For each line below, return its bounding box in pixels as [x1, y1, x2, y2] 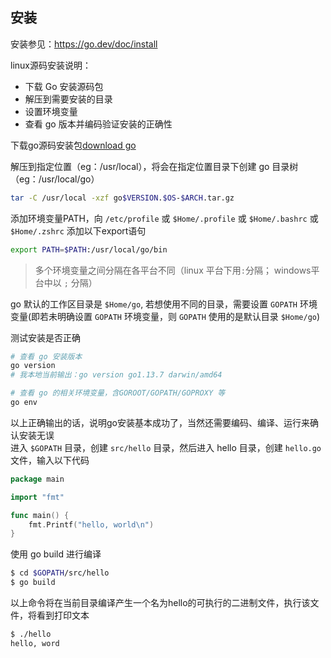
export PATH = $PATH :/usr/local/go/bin [10, 244, 168, 255]
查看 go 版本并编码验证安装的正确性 [24, 118, 173, 130]
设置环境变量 [24, 105, 78, 117]
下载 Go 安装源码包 [24, 80, 104, 92]
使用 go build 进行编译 [10, 548, 102, 560]
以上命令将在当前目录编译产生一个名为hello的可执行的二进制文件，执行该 [10, 597, 311, 609]
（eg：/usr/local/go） [10, 173, 100, 185]
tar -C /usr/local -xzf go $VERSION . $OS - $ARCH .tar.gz [10, 193, 235, 203]
